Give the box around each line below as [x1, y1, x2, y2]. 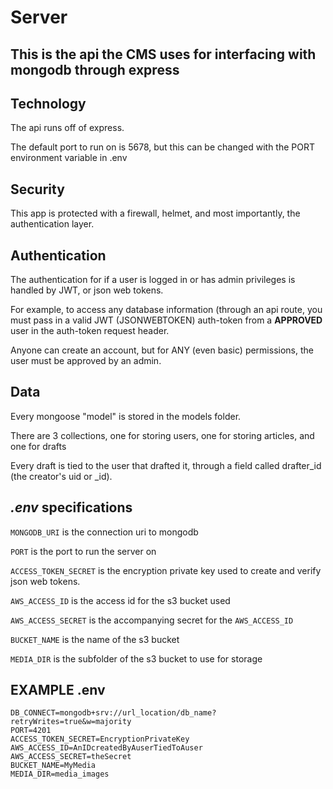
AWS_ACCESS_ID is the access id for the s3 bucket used [10, 594, 231, 606]
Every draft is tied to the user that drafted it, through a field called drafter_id [10, 459, 322, 471]
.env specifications [10, 499, 133, 516]
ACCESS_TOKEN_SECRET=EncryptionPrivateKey [10, 734, 190, 745]
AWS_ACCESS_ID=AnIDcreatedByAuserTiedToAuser [10, 743, 203, 753]
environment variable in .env [10, 152, 128, 164]
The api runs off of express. [10, 122, 125, 134]
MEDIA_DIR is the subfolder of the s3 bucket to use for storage [10, 652, 263, 665]
